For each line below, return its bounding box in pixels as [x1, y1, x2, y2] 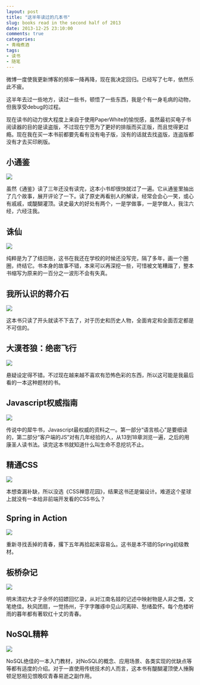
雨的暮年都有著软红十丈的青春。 [6, 611, 85, 617]
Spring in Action [6, 513, 67, 523]
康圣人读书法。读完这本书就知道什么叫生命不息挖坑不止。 [6, 441, 147, 448]
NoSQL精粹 [6, 629, 49, 640]
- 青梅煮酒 [6, 42, 30, 48]
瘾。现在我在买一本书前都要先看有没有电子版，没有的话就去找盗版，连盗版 [6, 130, 189, 137]
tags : [6, 48, 20, 54]
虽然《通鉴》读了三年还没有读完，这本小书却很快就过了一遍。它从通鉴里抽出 [6, 185, 194, 192]
